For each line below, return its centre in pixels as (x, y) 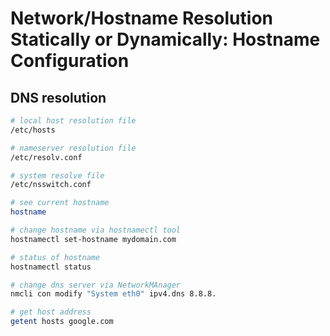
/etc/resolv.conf (46, 157)
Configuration (70, 61)
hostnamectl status (51, 267)
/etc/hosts (33, 130)
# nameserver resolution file (73, 148)
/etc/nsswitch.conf (51, 185)
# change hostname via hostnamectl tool (96, 230)
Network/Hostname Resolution (141, 18)
